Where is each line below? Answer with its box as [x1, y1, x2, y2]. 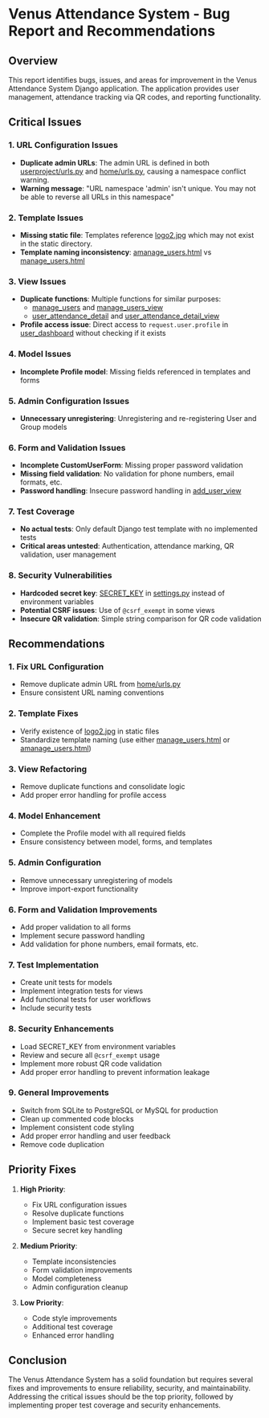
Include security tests [19, 1003, 92, 1013]
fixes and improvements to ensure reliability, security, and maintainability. [8, 1383, 251, 1393]
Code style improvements [31, 1313, 118, 1322]
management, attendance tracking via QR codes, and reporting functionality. [8, 92, 262, 101]
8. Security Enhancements [8, 1024, 114, 1035]
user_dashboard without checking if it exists [19, 329, 166, 338]
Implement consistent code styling [19, 1122, 135, 1132]
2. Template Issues [8, 212, 84, 223]
